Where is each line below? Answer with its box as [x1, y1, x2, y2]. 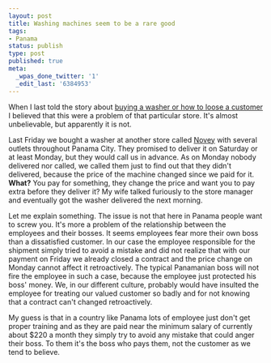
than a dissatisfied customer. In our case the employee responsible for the [8, 237, 256, 246]
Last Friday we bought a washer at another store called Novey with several [8, 135, 257, 144]
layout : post [8, 11, 53, 20]
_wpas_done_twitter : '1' [15, 72, 100, 80]
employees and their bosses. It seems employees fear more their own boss [8, 228, 259, 237]
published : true [8, 58, 63, 66]
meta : [8, 65, 27, 73]
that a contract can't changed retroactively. [8, 297, 153, 306]
